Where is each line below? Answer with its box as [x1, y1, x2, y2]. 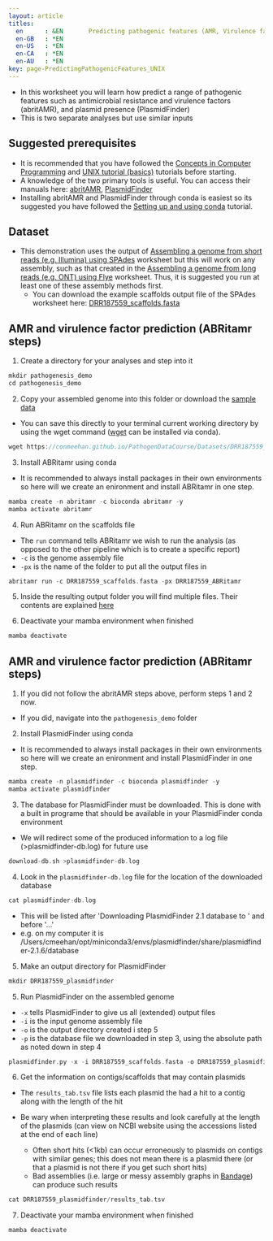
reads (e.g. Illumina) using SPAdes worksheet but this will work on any [19, 255, 256, 265]
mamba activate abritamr [8, 505, 93, 513]
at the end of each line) [19, 1130, 99, 1139]
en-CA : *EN [15, 50, 63, 58]
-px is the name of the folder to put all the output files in [19, 562, 207, 571]
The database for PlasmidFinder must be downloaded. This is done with [19, 800, 262, 809]
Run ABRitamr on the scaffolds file [19, 519, 136, 529]
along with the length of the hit [19, 1096, 123, 1106]
